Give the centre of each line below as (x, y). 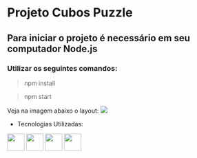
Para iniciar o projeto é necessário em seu (99, 38)
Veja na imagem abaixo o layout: (53, 111)
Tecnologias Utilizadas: (50, 124)
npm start (38, 96)
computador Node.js (52, 48)
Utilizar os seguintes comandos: (62, 68)
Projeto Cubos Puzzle (70, 13)
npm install (40, 83)
